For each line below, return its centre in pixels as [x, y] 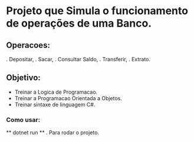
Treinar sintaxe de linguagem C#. [55, 104]
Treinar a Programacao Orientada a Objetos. [68, 98]
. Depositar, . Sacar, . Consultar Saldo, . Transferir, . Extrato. [78, 59]
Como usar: [23, 120]
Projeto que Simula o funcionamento [97, 11]
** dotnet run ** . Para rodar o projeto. [52, 133]
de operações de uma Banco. [79, 23]
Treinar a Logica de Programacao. [56, 92]
